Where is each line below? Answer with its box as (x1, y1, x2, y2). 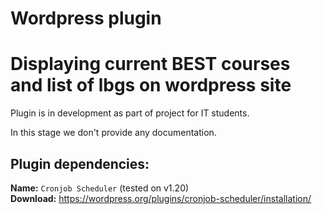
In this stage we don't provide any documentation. (10, 127, 217, 139)
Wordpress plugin (10, 7, 162, 30)
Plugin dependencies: (10, 155, 150, 172)
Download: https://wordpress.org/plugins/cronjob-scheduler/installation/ (10, 192, 312, 204)
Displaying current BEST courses (10, 53, 291, 76)
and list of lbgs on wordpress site (10, 74, 292, 97)
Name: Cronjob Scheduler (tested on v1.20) (10, 182, 190, 194)
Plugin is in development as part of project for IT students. (10, 107, 250, 119)
